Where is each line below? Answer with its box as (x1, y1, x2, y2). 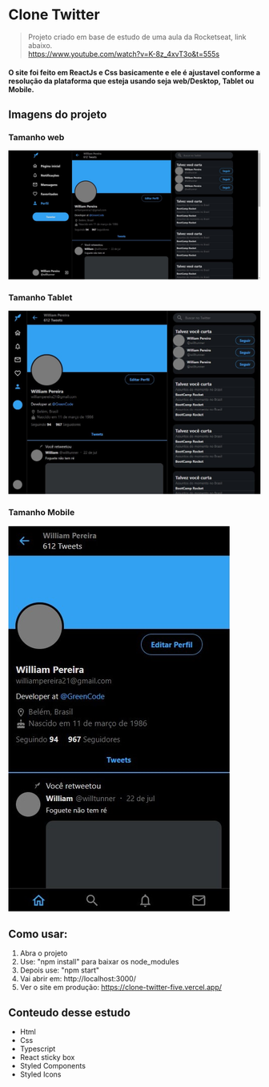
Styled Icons (19, 1069, 62, 1079)
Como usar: (8, 927, 68, 940)
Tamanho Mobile (8, 507, 75, 518)
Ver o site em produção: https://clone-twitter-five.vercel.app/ (19, 983, 223, 992)
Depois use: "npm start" (19, 965, 100, 975)
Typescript (19, 1044, 56, 1054)
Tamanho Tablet (8, 292, 73, 304)
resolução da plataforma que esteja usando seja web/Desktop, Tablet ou (8, 76, 255, 86)
